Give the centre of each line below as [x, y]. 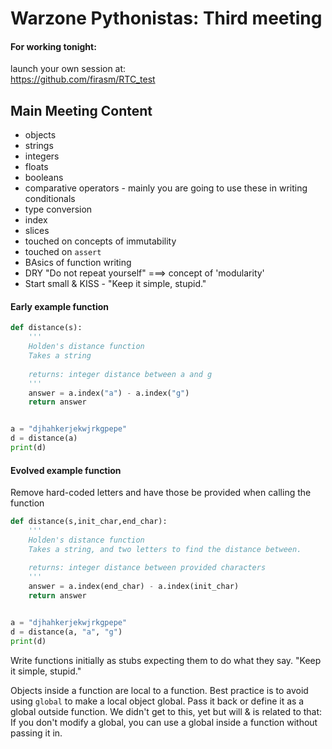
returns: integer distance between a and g [120, 374]
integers [42, 156]
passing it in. [36, 733]
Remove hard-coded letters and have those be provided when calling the [161, 493]
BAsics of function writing [78, 263]
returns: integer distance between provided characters [147, 568]
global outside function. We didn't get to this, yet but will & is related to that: [166, 711]
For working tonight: [53, 46]
